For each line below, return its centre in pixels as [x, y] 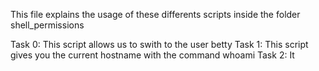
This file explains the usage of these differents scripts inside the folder [155, 14]
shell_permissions [47, 25]
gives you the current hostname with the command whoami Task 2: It [152, 55]
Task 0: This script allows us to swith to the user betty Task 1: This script [159, 44]
